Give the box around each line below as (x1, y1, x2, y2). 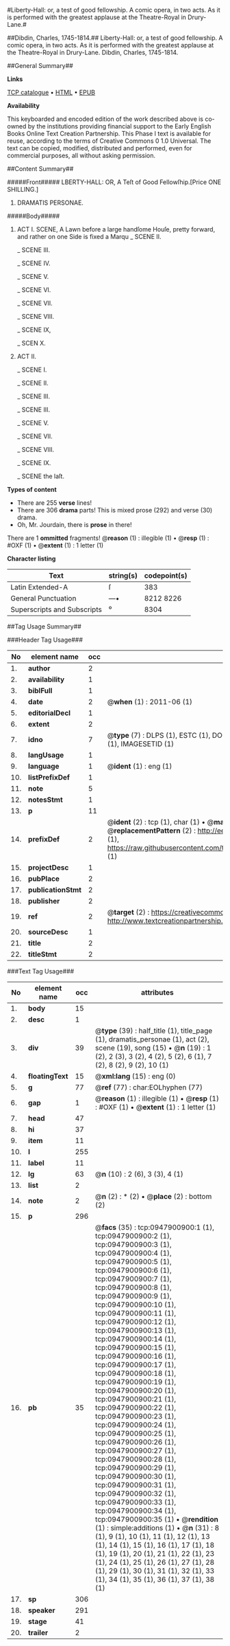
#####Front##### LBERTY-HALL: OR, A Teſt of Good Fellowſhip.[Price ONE (7, 178, 221, 186)
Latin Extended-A (10, 583, 68, 591)
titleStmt (28, 949, 57, 959)
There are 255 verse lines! (16, 499, 92, 507)
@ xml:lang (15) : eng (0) (94, 1072, 176, 1081)
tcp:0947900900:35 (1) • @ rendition (94, 1515, 219, 1524)
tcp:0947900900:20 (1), (94, 1386, 177, 1395)
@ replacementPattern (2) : (107, 826, 196, 835)
